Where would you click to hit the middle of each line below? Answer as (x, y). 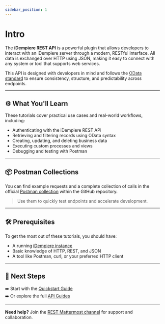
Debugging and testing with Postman (50, 151)
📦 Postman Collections (42, 172)
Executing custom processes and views (52, 146)
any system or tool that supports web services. (53, 63)
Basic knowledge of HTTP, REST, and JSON (56, 251)
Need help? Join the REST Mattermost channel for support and (69, 312)
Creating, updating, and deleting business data (59, 141)
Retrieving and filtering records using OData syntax (64, 136)
